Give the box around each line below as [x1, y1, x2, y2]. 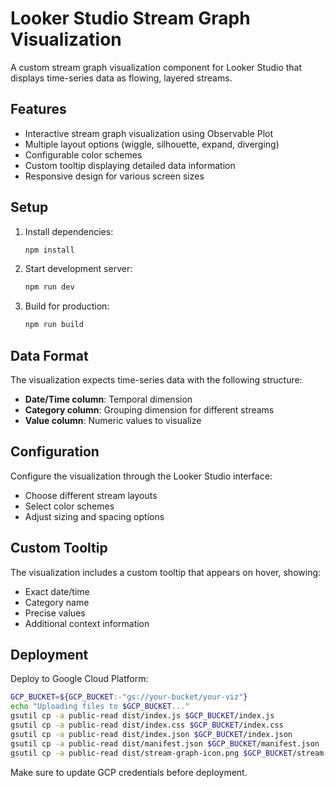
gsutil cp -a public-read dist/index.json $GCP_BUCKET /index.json [10, 729, 293, 739]
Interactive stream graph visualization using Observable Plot [24, 127, 274, 139]
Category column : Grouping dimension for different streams [24, 404, 275, 416]
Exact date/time [24, 585, 90, 597]
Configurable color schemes [24, 148, 143, 161]
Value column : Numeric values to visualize [24, 415, 202, 426]
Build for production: [24, 300, 110, 312]
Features [10, 101, 67, 118]
